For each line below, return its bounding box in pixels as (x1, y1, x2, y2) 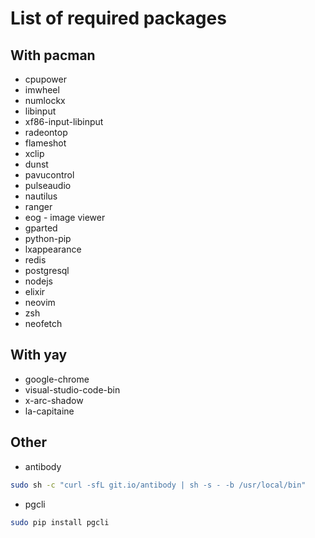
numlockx (24, 95, 66, 106)
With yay (10, 347, 68, 364)
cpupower (24, 73, 67, 85)
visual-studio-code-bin (24, 383, 121, 396)
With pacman (10, 47, 96, 64)
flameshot (24, 137, 67, 149)
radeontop (24, 127, 68, 138)
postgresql (24, 265, 70, 276)
